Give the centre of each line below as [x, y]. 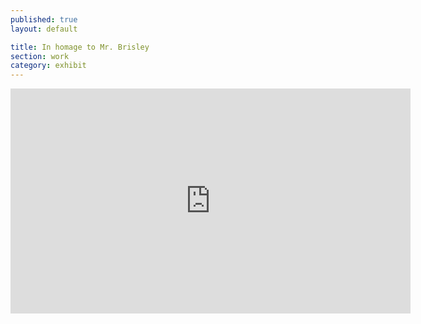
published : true [44, 19]
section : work [40, 56]
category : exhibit [48, 66]
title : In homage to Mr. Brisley [80, 47]
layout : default [44, 29]
